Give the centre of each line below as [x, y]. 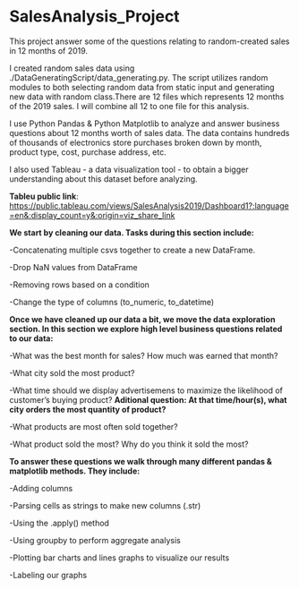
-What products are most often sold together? [94, 426]
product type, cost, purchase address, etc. [88, 152]
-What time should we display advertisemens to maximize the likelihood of [146, 390]
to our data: [31, 338]
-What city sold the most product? [73, 372]
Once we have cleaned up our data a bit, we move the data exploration [142, 319]
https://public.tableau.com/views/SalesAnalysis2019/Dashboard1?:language [149, 205]
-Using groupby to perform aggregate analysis [95, 540]
